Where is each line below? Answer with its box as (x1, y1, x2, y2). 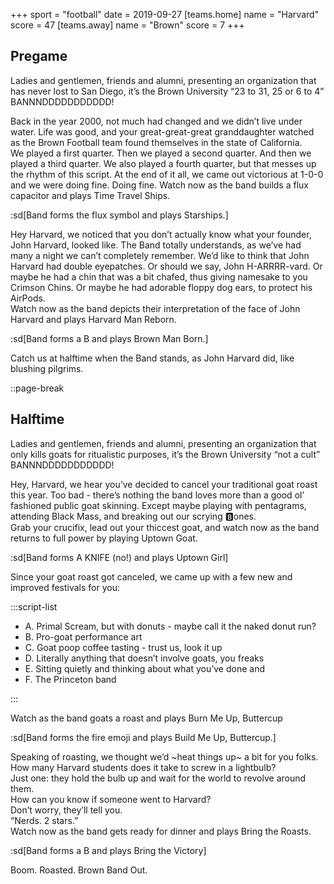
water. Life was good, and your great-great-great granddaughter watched (10, 125, 315, 138)
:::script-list (10, 600, 58, 613)
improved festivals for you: (10, 581, 120, 593)
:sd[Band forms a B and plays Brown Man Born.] (10, 332, 209, 344)
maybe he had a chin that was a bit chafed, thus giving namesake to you (10, 270, 308, 283)
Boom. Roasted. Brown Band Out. (10, 864, 148, 876)
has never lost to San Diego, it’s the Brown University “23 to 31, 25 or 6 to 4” (10, 85, 325, 97)
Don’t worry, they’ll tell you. (10, 804, 123, 816)
